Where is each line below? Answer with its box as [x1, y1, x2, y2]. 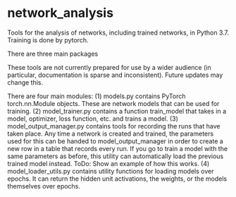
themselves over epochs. [7, 181, 81, 190]
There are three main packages [7, 49, 99, 58]
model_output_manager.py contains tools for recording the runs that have [7, 121, 221, 130]
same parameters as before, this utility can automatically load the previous [7, 152, 224, 160]
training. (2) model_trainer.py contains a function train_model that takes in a [7, 107, 227, 115]
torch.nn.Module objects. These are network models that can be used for [7, 99, 220, 107]
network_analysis [7, 5, 114, 21]
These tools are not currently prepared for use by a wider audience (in [7, 63, 211, 71]
